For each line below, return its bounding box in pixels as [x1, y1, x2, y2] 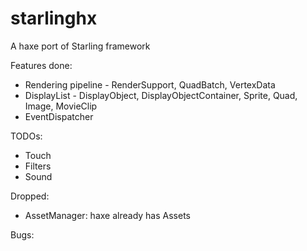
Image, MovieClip [24, 100, 98, 112]
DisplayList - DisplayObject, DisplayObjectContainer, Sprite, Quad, [24, 89, 298, 101]
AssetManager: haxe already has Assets [24, 209, 191, 221]
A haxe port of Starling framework [10, 40, 151, 52]
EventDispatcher [24, 110, 94, 122]
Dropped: [10, 190, 50, 202]
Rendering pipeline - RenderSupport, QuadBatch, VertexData [24, 78, 276, 91]
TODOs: [10, 130, 43, 142]
